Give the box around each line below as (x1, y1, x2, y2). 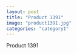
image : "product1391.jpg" (6, 20, 72, 26)
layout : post (6, 8, 39, 15)
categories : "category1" (6, 25, 69, 32)
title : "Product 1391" (6, 14, 64, 20)
